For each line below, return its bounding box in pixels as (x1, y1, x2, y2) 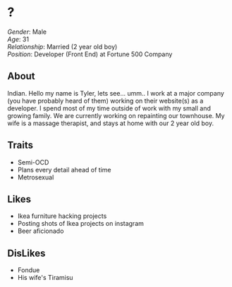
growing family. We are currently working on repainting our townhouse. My (7, 111, 225, 120)
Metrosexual (17, 173, 54, 181)
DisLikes (7, 247, 46, 259)
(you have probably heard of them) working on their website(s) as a (7, 96, 204, 105)
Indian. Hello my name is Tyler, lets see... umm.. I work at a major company (7, 89, 224, 97)
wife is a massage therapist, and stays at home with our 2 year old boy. (7, 119, 214, 127)
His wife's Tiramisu (17, 274, 73, 282)
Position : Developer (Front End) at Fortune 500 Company (7, 50, 173, 58)
